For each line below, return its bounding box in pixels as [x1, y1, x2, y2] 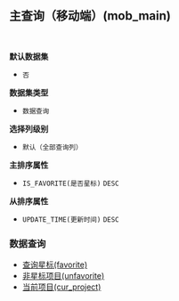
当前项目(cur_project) [21, 281, 102, 292]
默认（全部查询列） [21, 142, 83, 151]
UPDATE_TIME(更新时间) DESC [21, 215, 120, 224]
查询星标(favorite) [21, 259, 88, 270]
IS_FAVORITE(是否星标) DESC [21, 179, 120, 188]
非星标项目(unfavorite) [21, 271, 105, 281]
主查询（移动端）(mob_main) [9, 8, 171, 24]
